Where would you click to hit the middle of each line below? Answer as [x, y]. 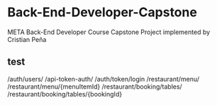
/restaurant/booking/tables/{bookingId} [65, 94]
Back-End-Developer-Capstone [102, 12]
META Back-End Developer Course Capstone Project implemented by [109, 32]
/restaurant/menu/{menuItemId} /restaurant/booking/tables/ [95, 87]
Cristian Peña [27, 39]
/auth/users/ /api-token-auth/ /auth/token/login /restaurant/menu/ [104, 79]
